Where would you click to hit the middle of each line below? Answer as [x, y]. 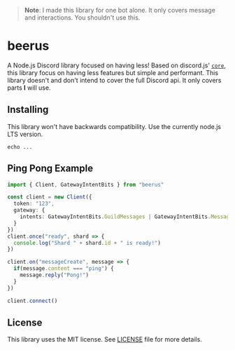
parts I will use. [29, 88]
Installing [28, 110]
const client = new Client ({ [50, 197]
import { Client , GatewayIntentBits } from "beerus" [86, 184]
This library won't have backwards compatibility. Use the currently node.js [114, 126]
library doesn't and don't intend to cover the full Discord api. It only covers [114, 80]
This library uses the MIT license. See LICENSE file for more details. [105, 339]
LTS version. [25, 134]
